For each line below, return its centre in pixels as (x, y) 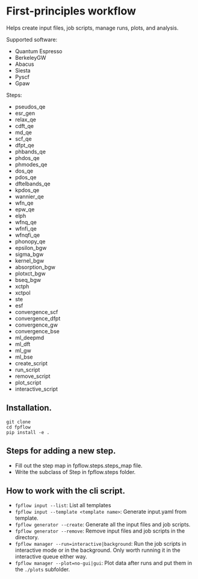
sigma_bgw (29, 254)
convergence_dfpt (38, 318)
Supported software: (32, 39)
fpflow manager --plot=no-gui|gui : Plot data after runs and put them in (104, 563)
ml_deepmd (29, 337)
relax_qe (26, 120)
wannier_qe (29, 196)
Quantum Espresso (39, 51)
